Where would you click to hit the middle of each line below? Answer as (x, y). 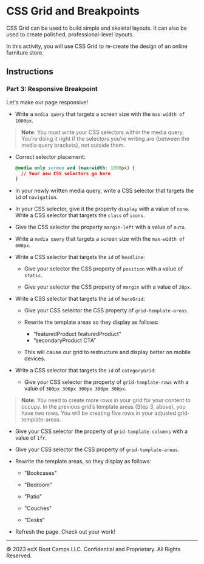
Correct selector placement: (50, 156)
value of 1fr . (31, 438)
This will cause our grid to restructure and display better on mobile (107, 352)
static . (33, 275)
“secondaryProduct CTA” (64, 340)
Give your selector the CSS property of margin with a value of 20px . (108, 287)
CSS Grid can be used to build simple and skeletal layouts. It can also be (97, 28)
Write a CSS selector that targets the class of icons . (80, 215)
